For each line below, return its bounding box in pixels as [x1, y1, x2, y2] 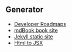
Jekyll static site [13, 32, 53, 40]
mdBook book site [13, 27, 58, 34]
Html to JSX [13, 39, 43, 46]
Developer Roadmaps [13, 20, 67, 27]
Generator [5, 5, 44, 15]
